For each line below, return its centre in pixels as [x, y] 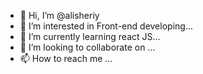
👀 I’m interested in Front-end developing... [106, 26]
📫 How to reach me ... [66, 58]
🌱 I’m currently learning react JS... [90, 36]
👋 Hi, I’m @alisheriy [59, 15]
